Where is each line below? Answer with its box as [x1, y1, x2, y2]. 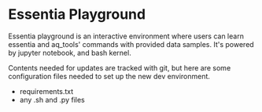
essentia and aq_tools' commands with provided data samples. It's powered [8, 39, 254, 49]
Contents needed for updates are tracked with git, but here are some [8, 63, 231, 72]
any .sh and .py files [19, 95, 85, 104]
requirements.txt [19, 86, 74, 96]
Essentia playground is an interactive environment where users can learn [8, 31, 244, 41]
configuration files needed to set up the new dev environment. [8, 71, 211, 81]
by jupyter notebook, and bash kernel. [8, 48, 131, 57]
